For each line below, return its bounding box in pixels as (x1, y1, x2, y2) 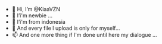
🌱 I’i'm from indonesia (11, 18, 66, 25)
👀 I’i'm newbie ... (11, 12, 52, 19)
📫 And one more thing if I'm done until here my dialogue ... (11, 32, 157, 38)
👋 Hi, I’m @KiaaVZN (11, 6, 61, 12)
